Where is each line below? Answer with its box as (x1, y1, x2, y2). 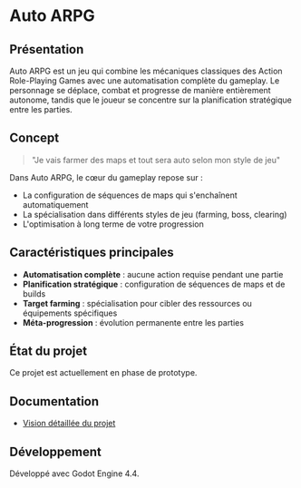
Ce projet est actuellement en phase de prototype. (9, 367, 198, 378)
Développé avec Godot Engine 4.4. (9, 468, 140, 479)
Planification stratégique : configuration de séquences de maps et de (22, 278, 286, 289)
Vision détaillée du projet (22, 418, 116, 429)
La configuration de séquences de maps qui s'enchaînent (22, 190, 238, 200)
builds (22, 288, 46, 299)
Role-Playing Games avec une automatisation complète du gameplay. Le (9, 75, 280, 86)
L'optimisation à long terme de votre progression (22, 219, 204, 229)
